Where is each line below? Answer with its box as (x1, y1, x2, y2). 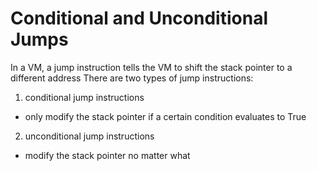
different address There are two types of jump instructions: (10, 72, 254, 84)
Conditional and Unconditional (10, 7, 268, 30)
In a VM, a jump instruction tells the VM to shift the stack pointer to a (10, 61, 293, 73)
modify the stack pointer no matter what (24, 149, 191, 161)
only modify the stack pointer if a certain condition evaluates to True (24, 110, 307, 122)
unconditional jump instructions (24, 130, 155, 142)
